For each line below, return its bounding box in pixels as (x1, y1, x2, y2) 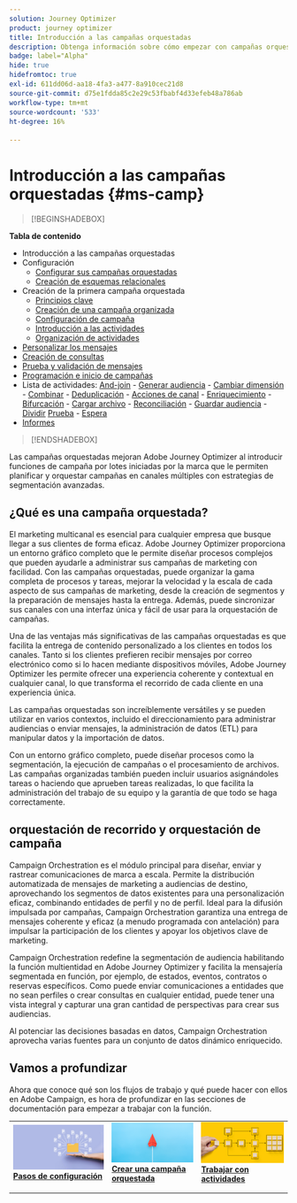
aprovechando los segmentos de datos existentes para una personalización (9, 888, 285, 898)
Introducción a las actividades (34, 323, 145, 334)
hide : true (9, 61, 49, 70)
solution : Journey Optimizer (9, 14, 117, 23)
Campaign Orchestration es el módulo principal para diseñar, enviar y (9, 860, 263, 870)
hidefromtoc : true (9, 71, 77, 80)
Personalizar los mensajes (21, 342, 118, 353)
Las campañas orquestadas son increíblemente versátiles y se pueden (9, 704, 266, 714)
